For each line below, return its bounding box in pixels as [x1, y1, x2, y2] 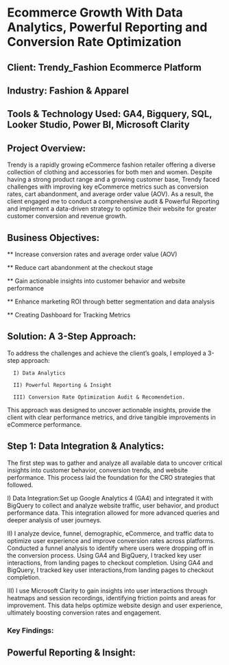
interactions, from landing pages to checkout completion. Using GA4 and [7, 558, 213, 567]
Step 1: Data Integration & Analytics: [7, 441, 165, 452]
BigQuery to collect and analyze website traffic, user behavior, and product [7, 501, 219, 509]
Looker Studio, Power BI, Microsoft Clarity [7, 119, 190, 131]
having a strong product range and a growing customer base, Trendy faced [7, 176, 220, 184]
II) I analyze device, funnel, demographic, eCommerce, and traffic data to [7, 529, 214, 538]
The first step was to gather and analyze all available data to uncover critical [7, 458, 223, 467]
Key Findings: [7, 625, 54, 635]
